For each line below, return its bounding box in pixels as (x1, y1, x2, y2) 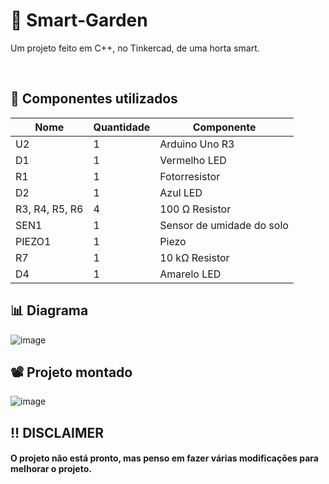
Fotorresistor (159, 169, 221, 183)
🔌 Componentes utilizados (10, 90, 178, 108)
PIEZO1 (15, 234, 52, 248)
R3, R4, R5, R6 (15, 202, 84, 216)
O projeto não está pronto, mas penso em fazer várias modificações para (10, 452, 319, 464)
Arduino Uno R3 (159, 137, 235, 151)
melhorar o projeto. (10, 463, 92, 475)
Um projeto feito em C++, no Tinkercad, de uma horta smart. (10, 42, 260, 54)
